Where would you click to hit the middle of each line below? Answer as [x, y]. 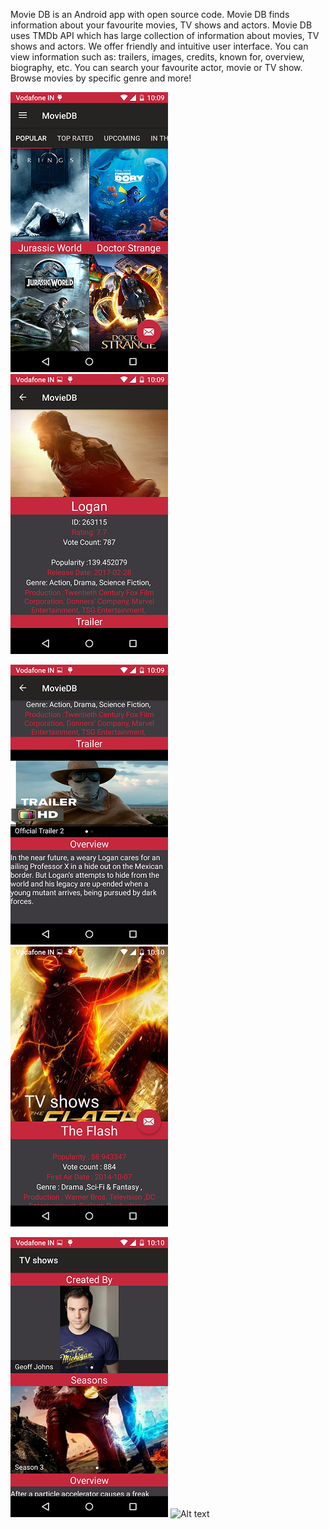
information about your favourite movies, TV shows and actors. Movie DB [161, 25]
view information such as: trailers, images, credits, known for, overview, [157, 57]
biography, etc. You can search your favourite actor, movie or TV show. [156, 67]
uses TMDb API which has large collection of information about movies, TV [165, 35]
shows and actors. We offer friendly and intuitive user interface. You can [159, 46]
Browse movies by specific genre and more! [101, 78]
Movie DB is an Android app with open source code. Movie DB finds [150, 14]
